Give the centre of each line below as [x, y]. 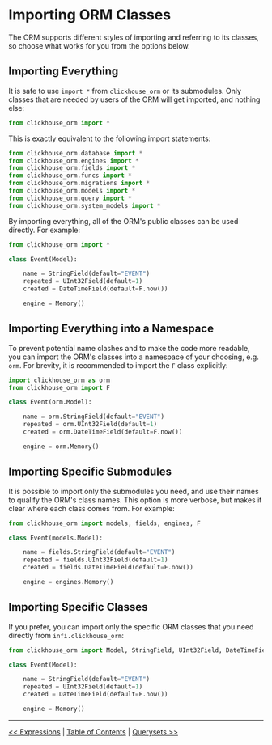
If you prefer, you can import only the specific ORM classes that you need [131, 626]
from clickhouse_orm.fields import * [72, 168]
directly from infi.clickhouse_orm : [66, 635]
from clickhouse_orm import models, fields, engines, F [104, 523]
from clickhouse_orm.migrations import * [79, 184]
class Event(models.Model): [56, 538]
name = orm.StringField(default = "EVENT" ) [93, 417]
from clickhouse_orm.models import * [72, 191]
